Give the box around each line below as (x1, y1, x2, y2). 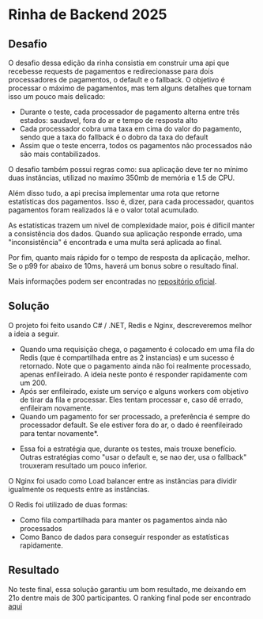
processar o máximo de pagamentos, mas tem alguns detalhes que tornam (8, 83, 252, 93)
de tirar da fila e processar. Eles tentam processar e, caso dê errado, (19, 395, 243, 404)
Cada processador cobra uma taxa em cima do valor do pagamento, (19, 124, 242, 133)
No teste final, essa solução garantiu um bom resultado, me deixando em (8, 584, 246, 594)
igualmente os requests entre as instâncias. (8, 484, 150, 494)
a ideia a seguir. (8, 329, 60, 338)
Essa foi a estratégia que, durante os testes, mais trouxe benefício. (19, 444, 237, 453)
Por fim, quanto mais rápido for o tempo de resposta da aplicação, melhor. (8, 253, 250, 262)
